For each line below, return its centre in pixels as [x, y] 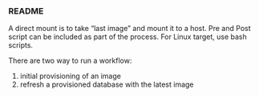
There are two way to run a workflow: [70, 60]
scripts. [21, 45]
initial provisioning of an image [71, 76]
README [26, 11]
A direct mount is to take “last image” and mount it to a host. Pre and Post [129, 29]
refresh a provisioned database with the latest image [107, 84]
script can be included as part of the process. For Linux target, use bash [127, 37]
